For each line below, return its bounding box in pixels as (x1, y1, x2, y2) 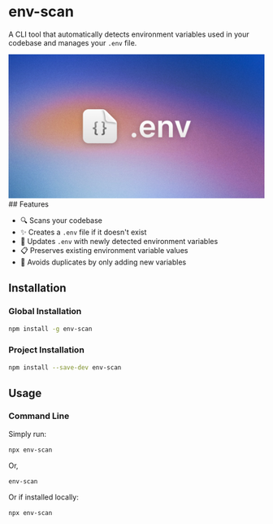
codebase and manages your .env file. (8, 37, 137, 47)
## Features (8, 199, 49, 209)
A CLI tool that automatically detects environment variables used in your (8, 29, 249, 39)
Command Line (8, 410, 70, 421)
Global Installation (8, 305, 82, 317)
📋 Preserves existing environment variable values (19, 246, 188, 255)
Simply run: (8, 429, 47, 439)
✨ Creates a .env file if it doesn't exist (19, 227, 147, 238)
